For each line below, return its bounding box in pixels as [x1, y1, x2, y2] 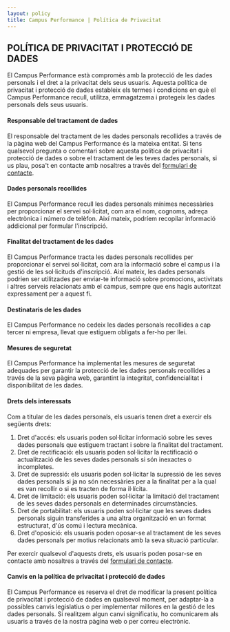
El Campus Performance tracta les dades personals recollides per [7, 253, 194, 261]
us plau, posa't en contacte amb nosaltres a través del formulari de [7, 161, 198, 169]
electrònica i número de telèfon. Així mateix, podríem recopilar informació [7, 214, 216, 222]
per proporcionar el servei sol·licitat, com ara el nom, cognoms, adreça [7, 207, 208, 215]
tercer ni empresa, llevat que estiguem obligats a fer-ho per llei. [7, 328, 187, 336]
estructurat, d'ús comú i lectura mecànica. [17, 521, 138, 529]
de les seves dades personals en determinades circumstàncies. [17, 499, 198, 508]
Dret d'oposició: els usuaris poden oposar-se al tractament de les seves [17, 528, 222, 537]
